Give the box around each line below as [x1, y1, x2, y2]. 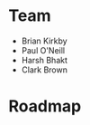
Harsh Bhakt [21, 54, 68, 65]
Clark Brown [21, 64, 68, 75]
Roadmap [8, 96, 82, 117]
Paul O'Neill [21, 44, 65, 55]
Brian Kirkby [21, 35, 68, 46]
